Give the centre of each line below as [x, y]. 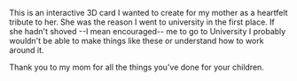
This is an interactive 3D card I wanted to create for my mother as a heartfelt [148, 13]
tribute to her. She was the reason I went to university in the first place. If [142, 22]
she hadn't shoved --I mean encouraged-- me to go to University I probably [148, 31]
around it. [27, 50]
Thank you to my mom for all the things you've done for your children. [137, 67]
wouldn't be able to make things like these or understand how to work [137, 40]
